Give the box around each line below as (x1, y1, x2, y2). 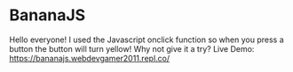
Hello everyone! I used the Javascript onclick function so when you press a (9, 34, 284, 45)
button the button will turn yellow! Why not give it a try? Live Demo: (9, 43, 255, 54)
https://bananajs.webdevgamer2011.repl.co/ (9, 53, 170, 63)
